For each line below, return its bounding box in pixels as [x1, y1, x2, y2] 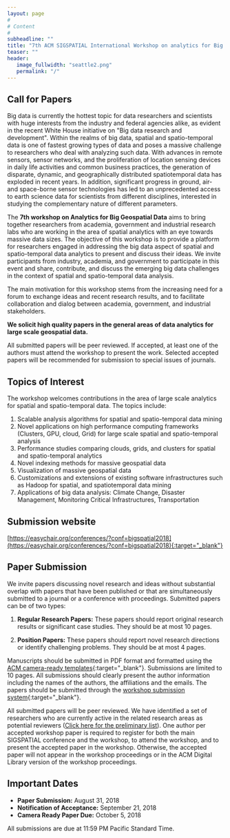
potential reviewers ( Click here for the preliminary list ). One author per [7, 721, 206, 729]
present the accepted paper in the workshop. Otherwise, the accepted [7, 743, 207, 751]
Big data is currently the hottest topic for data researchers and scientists [7, 112, 213, 120]
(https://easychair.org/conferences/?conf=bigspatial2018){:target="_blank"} [7, 541, 224, 549]
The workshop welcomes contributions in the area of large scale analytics [7, 394, 217, 402]
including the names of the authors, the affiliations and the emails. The [7, 678, 207, 687]
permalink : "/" [16, 68, 60, 75]
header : [7, 55, 30, 62]
